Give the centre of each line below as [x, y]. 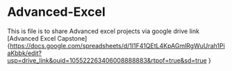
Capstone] [72, 38]
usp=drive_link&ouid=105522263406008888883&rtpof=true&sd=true [107, 60]
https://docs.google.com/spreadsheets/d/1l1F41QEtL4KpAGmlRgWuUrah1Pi [117, 45]
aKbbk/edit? [25, 53]
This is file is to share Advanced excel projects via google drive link [103, 31]
